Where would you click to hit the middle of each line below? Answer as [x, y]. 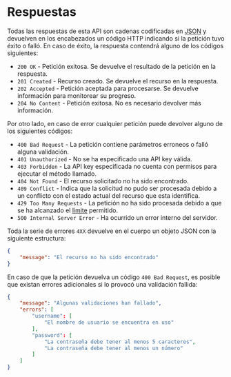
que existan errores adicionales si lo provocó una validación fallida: [102, 284]
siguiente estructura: [37, 238]
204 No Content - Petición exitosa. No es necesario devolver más [109, 103]
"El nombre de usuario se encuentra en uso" [109, 323]
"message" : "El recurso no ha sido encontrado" [89, 257]
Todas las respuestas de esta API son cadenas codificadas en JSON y [107, 31]
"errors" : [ [37, 310]
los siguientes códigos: [40, 131]
